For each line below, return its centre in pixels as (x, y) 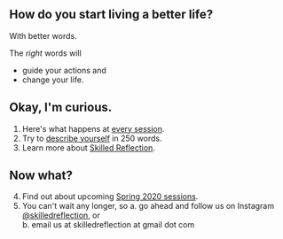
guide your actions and (64, 70)
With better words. (43, 35)
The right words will (45, 53)
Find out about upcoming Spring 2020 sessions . (110, 197)
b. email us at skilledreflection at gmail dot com (108, 225)
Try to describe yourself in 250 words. (92, 138)
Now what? (41, 176)
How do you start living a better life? (111, 15)
